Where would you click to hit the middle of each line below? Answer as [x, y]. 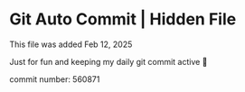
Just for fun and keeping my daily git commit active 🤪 [108, 61]
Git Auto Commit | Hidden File [123, 19]
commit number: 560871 [55, 79]
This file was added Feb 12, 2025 [71, 44]
